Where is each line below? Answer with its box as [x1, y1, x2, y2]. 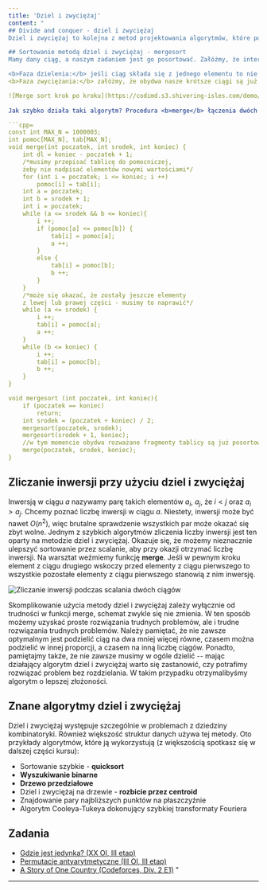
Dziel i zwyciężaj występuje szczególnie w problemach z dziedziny [8, 720, 228, 730]
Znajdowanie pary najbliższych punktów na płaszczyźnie [19, 795, 207, 805]
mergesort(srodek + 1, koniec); [22, 431, 130, 439]
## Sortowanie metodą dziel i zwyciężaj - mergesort [8, 49, 187, 57]
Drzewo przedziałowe [19, 778, 94, 788]
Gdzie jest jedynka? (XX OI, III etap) [19, 848, 137, 857]
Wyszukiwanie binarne [19, 770, 98, 779]
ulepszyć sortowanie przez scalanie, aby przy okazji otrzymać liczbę [8, 544, 234, 553]
